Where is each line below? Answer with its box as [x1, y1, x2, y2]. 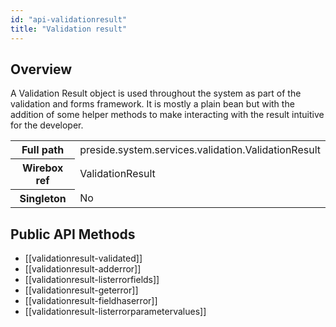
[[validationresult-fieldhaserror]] [24, 295, 158, 307]
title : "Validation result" [10, 24, 128, 34]
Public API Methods [10, 226, 136, 243]
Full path [21, 143, 65, 157]
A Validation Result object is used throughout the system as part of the [10, 87, 302, 100]
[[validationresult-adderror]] [24, 263, 142, 275]
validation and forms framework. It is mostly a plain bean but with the [10, 98, 295, 110]
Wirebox [21, 161, 64, 175]
